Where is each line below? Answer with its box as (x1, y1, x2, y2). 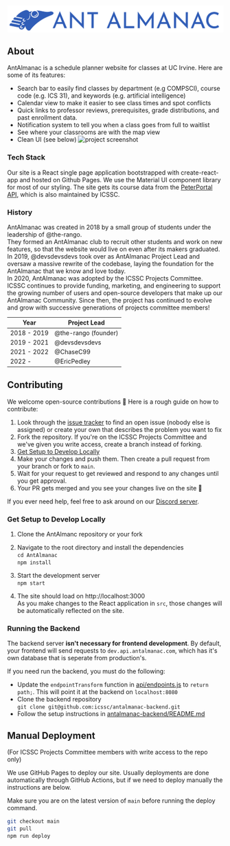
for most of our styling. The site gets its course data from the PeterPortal (7, 183, 213, 191)
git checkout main (7, 818, 60, 825)
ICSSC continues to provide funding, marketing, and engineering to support (7, 281, 221, 290)
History (7, 207, 33, 217)
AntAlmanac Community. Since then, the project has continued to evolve (7, 296, 213, 304)
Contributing (7, 379, 63, 391)
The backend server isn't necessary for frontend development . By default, (7, 639, 222, 648)
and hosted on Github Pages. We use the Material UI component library (19, 175, 221, 184)
